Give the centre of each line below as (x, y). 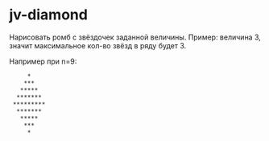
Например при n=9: (43, 61)
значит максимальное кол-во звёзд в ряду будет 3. (98, 45)
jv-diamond (48, 15)
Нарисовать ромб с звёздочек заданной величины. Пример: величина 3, (135, 37)
